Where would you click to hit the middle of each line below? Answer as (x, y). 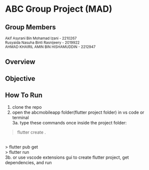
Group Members (31, 27)
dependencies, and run (29, 162)
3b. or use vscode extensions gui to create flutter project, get (67, 157)
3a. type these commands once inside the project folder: (69, 122)
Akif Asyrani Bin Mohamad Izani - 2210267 (41, 38)
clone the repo (27, 107)
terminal (21, 117)
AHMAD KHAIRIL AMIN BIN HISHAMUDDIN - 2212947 (50, 47)
